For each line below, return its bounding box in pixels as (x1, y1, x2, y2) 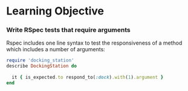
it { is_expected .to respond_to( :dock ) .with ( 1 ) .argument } (11, 74, 164, 81)
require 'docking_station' (6, 57, 74, 64)
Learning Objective (6, 4, 105, 18)
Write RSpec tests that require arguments (6, 26, 131, 34)
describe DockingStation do (6, 63, 77, 69)
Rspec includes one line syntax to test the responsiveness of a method (6, 39, 183, 46)
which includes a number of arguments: (6, 46, 106, 53)
